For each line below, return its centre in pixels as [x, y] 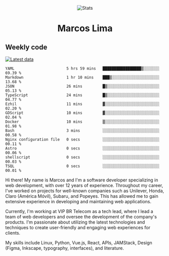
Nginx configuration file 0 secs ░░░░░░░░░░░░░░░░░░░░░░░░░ [82, 139]
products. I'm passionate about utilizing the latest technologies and [75, 222]
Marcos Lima [85, 29]
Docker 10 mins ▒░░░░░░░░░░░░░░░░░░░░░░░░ [82, 122]
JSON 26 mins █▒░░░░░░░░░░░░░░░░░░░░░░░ [82, 86]
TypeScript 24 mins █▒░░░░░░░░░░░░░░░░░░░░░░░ [82, 95]
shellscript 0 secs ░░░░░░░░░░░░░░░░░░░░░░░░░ [82, 157]
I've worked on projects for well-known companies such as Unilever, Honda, [85, 191]
